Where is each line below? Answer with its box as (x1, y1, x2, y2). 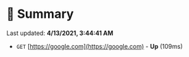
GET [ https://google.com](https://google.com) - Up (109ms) (16, 42, 183, 50)
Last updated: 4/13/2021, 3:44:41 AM (6, 29, 114, 37)
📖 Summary (6, 6, 74, 22)
